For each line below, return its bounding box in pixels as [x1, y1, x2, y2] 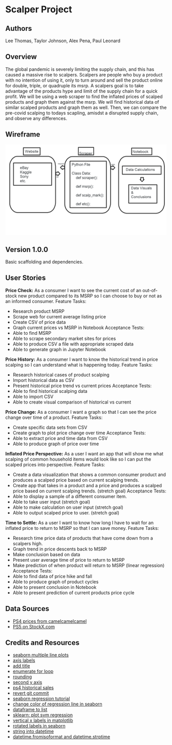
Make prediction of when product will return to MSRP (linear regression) [12, 562, 165, 568]
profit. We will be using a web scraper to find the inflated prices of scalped [5, 93, 163, 100]
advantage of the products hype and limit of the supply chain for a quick [5, 88, 158, 94]
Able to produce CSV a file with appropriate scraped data [12, 340, 134, 347]
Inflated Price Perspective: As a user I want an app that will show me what [5, 450, 164, 456]
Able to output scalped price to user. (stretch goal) [12, 509, 119, 515]
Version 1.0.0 [5, 245, 49, 254]
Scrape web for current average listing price [12, 313, 106, 319]
